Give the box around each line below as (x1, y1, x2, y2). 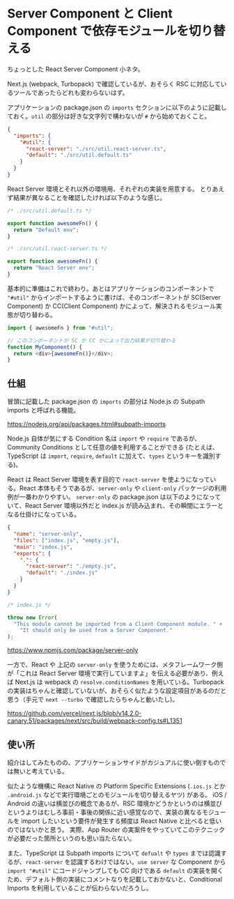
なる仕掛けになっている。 (7, 510, 81, 518)
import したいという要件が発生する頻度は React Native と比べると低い (20, 816, 222, 825)
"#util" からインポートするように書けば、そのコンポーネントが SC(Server (7, 293, 221, 301)
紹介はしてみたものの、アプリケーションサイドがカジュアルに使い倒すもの (7, 758, 220, 767)
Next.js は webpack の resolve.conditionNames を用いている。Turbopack (15, 678, 224, 686)
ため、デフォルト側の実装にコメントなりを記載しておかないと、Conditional (7, 875, 223, 883)
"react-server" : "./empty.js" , (25, 563, 117, 570)
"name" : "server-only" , (13, 530, 82, 537)
